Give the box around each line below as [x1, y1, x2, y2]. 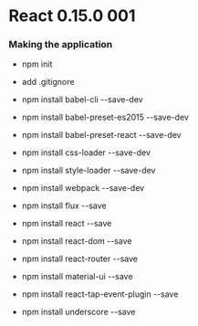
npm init [21, 58, 53, 69]
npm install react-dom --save [21, 236, 132, 247]
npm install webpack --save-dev [21, 183, 145, 194]
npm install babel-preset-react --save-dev [21, 130, 182, 141]
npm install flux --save [21, 200, 107, 211]
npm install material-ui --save [21, 271, 133, 282]
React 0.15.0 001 [8, 5, 136, 26]
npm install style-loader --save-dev [21, 165, 156, 176]
